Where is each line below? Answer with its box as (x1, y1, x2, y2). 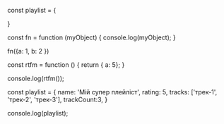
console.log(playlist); (7, 109, 69, 117)
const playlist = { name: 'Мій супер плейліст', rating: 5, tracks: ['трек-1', (7, 88, 218, 96)
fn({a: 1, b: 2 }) (7, 47, 49, 55)
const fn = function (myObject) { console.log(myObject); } (7, 33, 176, 42)
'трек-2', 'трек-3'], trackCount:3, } (7, 95, 108, 104)
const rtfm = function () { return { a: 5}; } (7, 61, 125, 69)
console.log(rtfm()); (7, 74, 65, 82)
